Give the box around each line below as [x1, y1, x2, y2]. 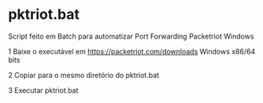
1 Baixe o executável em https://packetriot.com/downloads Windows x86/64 [8, 46, 256, 56]
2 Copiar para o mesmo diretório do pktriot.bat [8, 70, 160, 79]
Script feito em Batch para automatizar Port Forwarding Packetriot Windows [8, 31, 254, 41]
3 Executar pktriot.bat [8, 85, 79, 95]
